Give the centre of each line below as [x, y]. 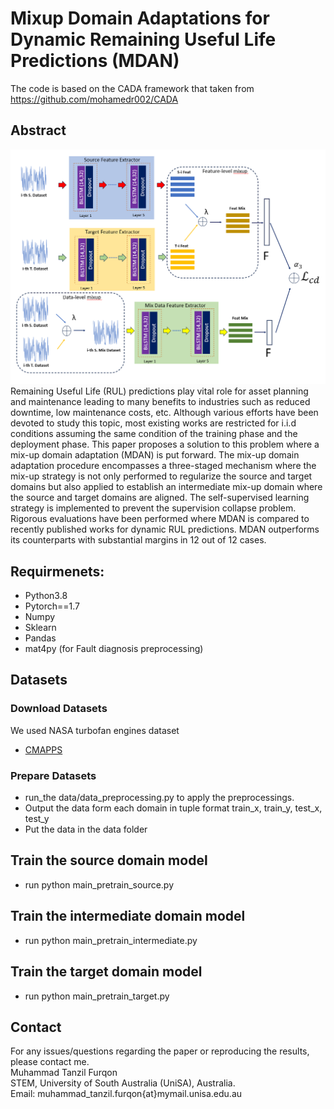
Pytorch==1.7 [52, 606]
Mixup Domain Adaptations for [140, 18]
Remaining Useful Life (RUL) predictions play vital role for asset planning [159, 391]
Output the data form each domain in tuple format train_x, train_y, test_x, [173, 808]
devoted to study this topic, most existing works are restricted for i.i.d [153, 423]
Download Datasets [59, 709]
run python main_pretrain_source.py [99, 884]
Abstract [38, 130]
